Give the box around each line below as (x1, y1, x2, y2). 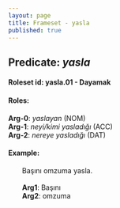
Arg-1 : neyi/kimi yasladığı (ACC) (8, 122, 113, 131)
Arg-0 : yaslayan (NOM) (8, 113, 86, 123)
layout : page (8, 11, 51, 20)
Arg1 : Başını (22, 183, 62, 192)
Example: (8, 148, 40, 158)
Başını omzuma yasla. (22, 165, 93, 175)
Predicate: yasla (8, 55, 91, 69)
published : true (8, 26, 62, 34)
